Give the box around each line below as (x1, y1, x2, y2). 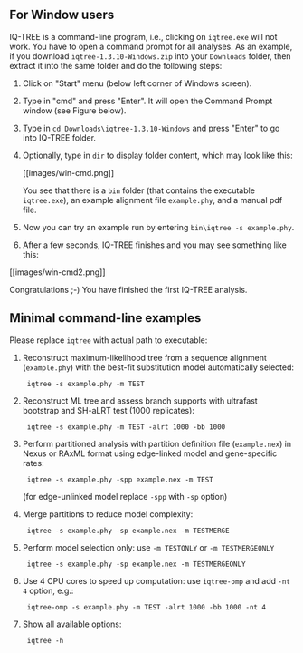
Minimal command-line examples (9, 310, 202, 326)
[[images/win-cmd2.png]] (9, 267, 106, 278)
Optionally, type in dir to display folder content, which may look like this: (22, 150, 293, 161)
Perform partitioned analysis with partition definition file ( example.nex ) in (22, 438, 292, 449)
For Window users (9, 7, 115, 23)
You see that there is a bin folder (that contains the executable (22, 185, 256, 196)
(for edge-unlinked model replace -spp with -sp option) (22, 491, 228, 502)
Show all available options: (22, 619, 122, 629)
